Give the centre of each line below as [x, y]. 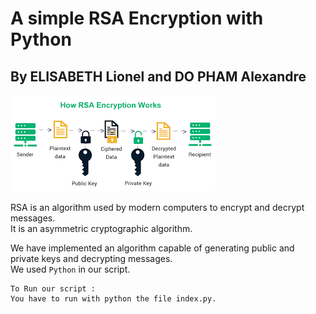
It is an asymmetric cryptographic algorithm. [101, 228]
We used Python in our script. [70, 269]
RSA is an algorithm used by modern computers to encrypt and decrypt [157, 207]
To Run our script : [53, 289]
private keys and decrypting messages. [91, 258]
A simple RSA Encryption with [137, 18]
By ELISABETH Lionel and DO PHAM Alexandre [158, 76]
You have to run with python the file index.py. [113, 299]
